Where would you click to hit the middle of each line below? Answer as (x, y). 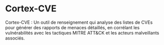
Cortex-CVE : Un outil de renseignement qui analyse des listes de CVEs (79, 22)
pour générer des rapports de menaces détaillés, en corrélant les (72, 27)
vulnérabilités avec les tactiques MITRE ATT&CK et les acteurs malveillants (82, 33)
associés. (15, 38)
